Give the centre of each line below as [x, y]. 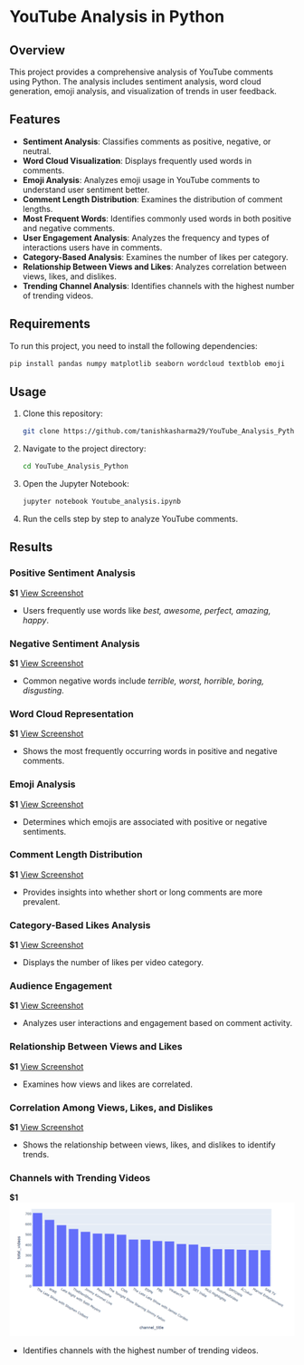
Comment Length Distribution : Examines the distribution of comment [152, 199]
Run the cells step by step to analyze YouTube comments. [130, 518]
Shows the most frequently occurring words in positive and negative [150, 751]
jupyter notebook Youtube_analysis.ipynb [102, 502]
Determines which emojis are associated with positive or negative [145, 821]
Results [31, 547]
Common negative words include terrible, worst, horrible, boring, [143, 681]
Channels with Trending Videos [80, 1177]
